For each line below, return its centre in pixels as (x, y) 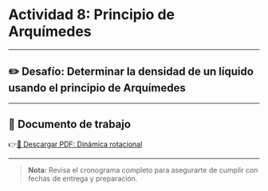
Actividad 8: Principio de (92, 15)
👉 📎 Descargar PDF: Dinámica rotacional (75, 144)
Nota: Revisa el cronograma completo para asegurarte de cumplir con (143, 170)
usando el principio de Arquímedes (97, 88)
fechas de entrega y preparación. (83, 178)
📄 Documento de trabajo (70, 125)
